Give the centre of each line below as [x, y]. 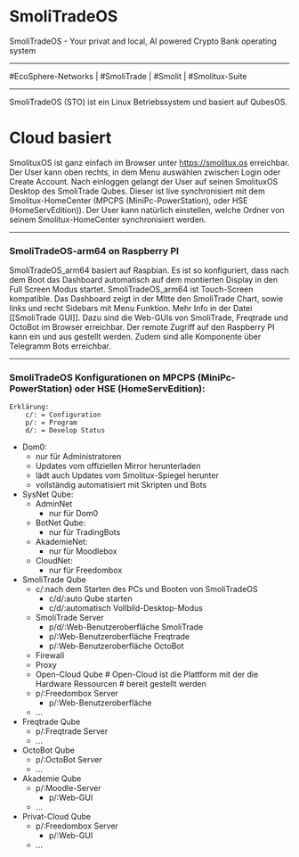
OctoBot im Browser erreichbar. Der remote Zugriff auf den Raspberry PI [142, 327]
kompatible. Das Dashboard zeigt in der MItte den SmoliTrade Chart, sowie [146, 299]
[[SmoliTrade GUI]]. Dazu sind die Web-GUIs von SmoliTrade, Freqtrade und [149, 317]
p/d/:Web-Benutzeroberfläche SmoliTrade [126, 627]
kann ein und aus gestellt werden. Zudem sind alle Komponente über [135, 337]
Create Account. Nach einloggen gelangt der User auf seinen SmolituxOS [144, 181]
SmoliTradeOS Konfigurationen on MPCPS [102, 378]
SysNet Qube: [48, 494]
